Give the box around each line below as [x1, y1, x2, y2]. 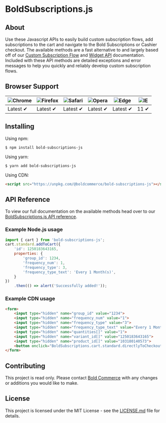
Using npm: [5, 135, 29, 141]
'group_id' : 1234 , [23, 256, 61, 261]
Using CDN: [5, 172, 29, 178]
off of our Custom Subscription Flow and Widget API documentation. [5, 52, 145, 58]
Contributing [5, 362, 45, 370]
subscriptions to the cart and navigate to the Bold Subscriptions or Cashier [5, 42, 157, 48]
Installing [5, 122, 35, 131]
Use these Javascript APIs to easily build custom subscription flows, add [5, 36, 153, 42]
